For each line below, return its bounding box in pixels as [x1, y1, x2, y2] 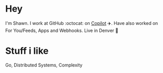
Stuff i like [5, 45, 49, 57]
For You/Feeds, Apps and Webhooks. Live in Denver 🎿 [5, 27, 119, 33]
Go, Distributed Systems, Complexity [5, 62, 83, 68]
